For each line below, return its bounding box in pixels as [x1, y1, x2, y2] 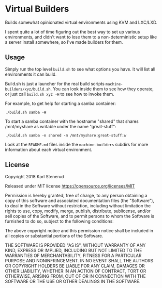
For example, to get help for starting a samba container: [5, 101, 116, 106]
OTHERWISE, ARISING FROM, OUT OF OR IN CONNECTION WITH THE [5, 273, 146, 279]
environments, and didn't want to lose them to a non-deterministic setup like [5, 34, 157, 40]
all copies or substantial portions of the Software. [5, 233, 103, 238]
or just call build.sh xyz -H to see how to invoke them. [5, 91, 115, 97]
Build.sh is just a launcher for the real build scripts [5, 81, 105, 86]
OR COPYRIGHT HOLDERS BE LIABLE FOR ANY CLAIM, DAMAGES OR [5, 263, 145, 269]
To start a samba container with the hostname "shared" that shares [5, 118, 139, 124]
